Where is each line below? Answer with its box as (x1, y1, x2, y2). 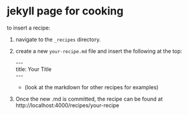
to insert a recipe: (7, 24, 50, 31)
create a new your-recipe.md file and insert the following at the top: (15, 47, 183, 55)
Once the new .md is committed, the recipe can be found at (15, 95, 163, 102)
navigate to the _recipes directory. (15, 36, 101, 43)
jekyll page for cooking (7, 4, 124, 18)
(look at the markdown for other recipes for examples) (24, 83, 159, 91)
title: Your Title (15, 65, 52, 73)
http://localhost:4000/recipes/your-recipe (15, 101, 120, 109)
